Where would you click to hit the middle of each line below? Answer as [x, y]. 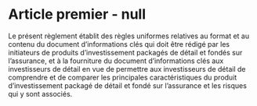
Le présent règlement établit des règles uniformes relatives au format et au [129, 36]
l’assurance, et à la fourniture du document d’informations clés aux [116, 61]
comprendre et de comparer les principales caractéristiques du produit [123, 77]
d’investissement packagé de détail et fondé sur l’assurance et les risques [127, 85]
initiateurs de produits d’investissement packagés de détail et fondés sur [125, 52]
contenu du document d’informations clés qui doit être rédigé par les [119, 44]
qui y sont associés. [40, 94]
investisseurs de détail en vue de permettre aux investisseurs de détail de [127, 69]
